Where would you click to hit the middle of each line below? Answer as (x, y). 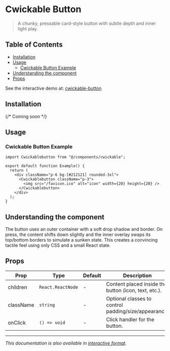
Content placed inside (132, 284)
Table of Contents (34, 45)
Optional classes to (129, 298)
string (47, 305)
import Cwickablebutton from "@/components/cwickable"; (65, 157)
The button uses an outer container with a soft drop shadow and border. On (84, 229)
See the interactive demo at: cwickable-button (54, 88)
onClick (17, 323)
